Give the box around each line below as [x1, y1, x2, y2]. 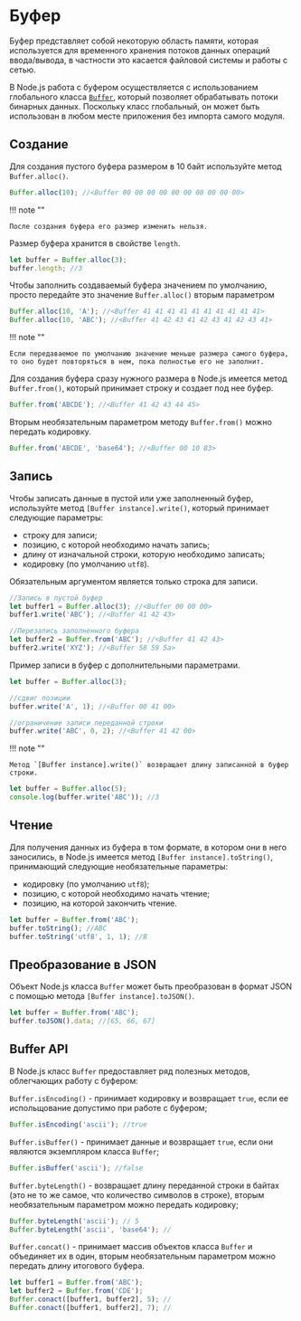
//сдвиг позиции [9, 693, 71, 702]
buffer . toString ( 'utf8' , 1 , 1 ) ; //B [9, 932, 147, 941]
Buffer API [9, 1041, 69, 1057]
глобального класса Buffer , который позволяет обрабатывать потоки [9, 91, 278, 102]
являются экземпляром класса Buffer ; [9, 1145, 160, 1156]
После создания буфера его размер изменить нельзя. [9, 222, 208, 231]
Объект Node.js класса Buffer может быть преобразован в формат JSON [9, 981, 292, 992]
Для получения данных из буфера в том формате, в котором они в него [9, 841, 287, 852]
